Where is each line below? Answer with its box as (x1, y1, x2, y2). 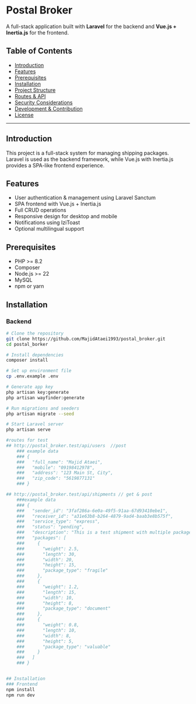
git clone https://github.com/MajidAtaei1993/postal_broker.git (6, 336, 166, 342)
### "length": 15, (16, 589, 77, 595)
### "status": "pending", (16, 524, 85, 530)
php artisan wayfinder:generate (6, 394, 85, 401)
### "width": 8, (16, 633, 72, 638)
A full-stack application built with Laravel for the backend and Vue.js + (6, 23, 177, 30)
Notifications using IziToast (14, 219, 80, 226)
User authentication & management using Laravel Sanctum (14, 194, 156, 201)
